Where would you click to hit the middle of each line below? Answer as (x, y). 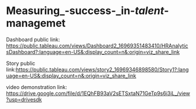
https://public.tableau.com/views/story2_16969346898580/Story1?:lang (102, 69)
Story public (21, 63)
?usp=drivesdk (24, 99)
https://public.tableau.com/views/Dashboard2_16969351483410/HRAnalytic (97, 46)
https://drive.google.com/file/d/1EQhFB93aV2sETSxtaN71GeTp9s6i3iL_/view (98, 93)
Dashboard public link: (33, 39)
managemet (36, 23)
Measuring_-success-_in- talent (85, 11)
